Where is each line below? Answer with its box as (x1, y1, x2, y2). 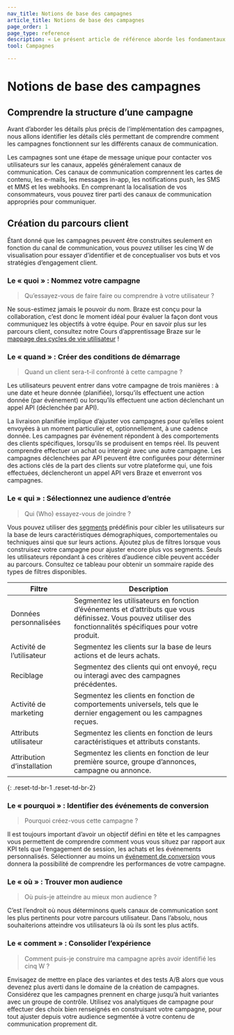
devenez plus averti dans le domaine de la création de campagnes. (7, 983, 200, 991)
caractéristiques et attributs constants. (74, 736, 201, 746)
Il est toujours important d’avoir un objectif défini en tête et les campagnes (7, 830, 221, 838)
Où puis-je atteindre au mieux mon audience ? (24, 893, 157, 901)
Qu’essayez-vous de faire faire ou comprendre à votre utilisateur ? (24, 292, 214, 300)
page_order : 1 (7, 23, 49, 30)
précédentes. (74, 679, 118, 689)
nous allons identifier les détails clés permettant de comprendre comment (7, 132, 219, 140)
